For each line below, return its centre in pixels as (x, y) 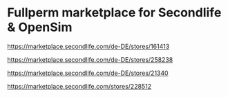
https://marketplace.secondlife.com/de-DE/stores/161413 (88, 46)
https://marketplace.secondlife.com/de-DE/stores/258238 (90, 59)
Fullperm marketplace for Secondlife (114, 13)
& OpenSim (40, 27)
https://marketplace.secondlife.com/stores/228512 (79, 86)
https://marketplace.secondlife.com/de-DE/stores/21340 (88, 73)
